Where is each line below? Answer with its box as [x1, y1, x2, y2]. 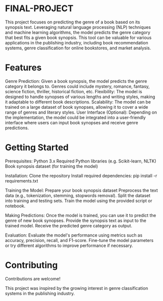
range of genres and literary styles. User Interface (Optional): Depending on [5, 109, 157, 115]
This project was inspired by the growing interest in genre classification [5, 285, 148, 291]
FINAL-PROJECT [5, 3, 74, 14]
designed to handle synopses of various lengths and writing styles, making [5, 94, 156, 100]
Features [5, 62, 42, 73]
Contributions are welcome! [5, 276, 61, 281]
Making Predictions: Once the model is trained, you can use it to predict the [5, 212, 157, 218]
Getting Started [5, 142, 69, 153]
